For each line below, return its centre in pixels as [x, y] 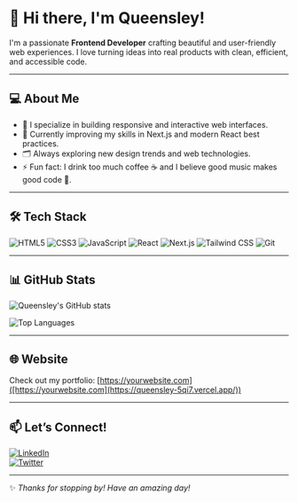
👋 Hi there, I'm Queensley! [107, 18]
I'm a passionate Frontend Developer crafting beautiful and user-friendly [143, 43]
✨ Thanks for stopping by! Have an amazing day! [100, 488]
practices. [40, 143]
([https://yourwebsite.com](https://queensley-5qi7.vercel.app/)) [125, 390]
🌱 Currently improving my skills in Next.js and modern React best [141, 134]
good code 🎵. [47, 179]
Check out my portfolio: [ [55, 380]
